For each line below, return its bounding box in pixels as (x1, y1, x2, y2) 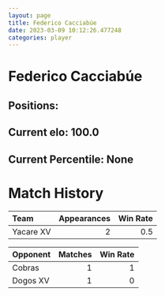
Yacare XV (12, 226, 51, 237)
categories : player (8, 33, 73, 42)
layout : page (8, 11, 51, 20)
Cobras (12, 262, 39, 273)
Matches (58, 249, 92, 260)
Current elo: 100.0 (8, 126, 99, 139)
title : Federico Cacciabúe (8, 19, 97, 27)
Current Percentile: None (8, 152, 134, 166)
